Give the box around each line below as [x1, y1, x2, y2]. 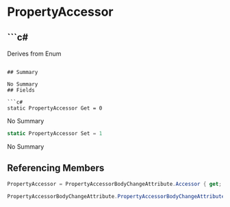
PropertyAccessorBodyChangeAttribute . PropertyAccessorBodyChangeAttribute [7, 193, 225, 199]
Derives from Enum [7, 49, 62, 58]
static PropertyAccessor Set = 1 [7, 130, 103, 137]
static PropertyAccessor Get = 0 [7, 105, 103, 112]
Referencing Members [7, 162, 105, 174]
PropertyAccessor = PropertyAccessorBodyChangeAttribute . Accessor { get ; [7, 180, 222, 187]
